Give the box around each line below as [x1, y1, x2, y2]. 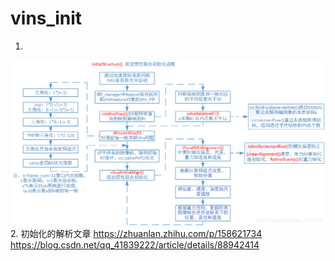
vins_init [10, 7, 83, 30]
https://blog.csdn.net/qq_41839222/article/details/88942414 [10, 239, 260, 251]
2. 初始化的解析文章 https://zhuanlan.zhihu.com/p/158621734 [10, 228, 263, 240]
